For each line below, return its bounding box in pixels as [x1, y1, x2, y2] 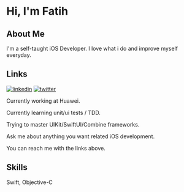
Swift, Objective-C [6, 179, 53, 186]
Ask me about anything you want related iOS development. [6, 133, 155, 140]
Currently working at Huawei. [6, 97, 80, 105]
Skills [6, 162, 28, 172]
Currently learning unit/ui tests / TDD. [6, 109, 101, 116]
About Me [6, 29, 45, 39]
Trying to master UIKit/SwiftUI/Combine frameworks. [6, 120, 140, 128]
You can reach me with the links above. [6, 144, 106, 152]
